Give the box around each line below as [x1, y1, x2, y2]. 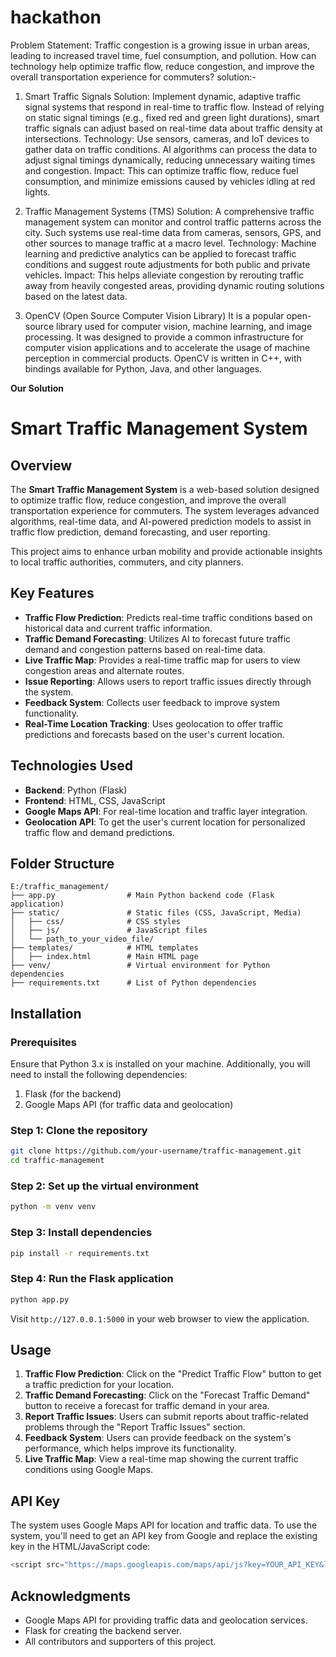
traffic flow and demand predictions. [24, 826, 175, 838]
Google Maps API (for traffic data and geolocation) [24, 1099, 234, 1111]
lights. [24, 186, 51, 198]
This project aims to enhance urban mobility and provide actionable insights [10, 545, 323, 557]
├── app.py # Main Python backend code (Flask [10, 891, 275, 901]
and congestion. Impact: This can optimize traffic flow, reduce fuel [24, 164, 299, 176]
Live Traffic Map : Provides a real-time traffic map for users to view [24, 654, 301, 666]
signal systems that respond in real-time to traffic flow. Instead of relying [24, 101, 325, 113]
